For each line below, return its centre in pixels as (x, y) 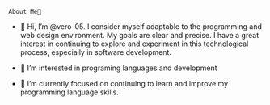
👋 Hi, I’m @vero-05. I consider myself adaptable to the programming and (141, 27)
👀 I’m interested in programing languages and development (118, 68)
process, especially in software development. (96, 52)
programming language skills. (69, 92)
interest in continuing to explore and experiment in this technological (134, 44)
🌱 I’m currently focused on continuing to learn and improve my (124, 84)
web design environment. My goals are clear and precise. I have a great (139, 35)
